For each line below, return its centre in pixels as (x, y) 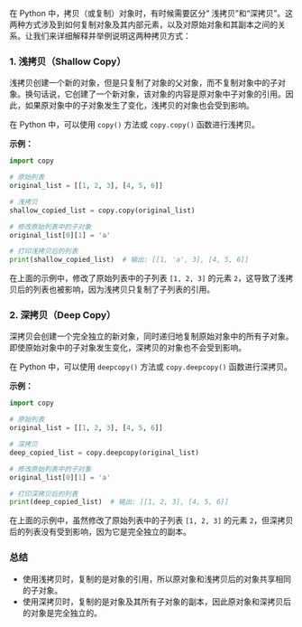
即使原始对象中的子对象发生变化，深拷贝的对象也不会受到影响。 (128, 348)
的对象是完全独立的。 (62, 613)
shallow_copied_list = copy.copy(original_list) (102, 211)
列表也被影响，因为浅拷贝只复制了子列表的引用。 (124, 290)
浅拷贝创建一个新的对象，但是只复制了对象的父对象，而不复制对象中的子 (143, 83)
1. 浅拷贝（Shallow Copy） (68, 61)
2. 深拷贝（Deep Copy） (63, 315)
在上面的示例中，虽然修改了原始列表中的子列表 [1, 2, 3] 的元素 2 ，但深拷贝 (151, 520)
